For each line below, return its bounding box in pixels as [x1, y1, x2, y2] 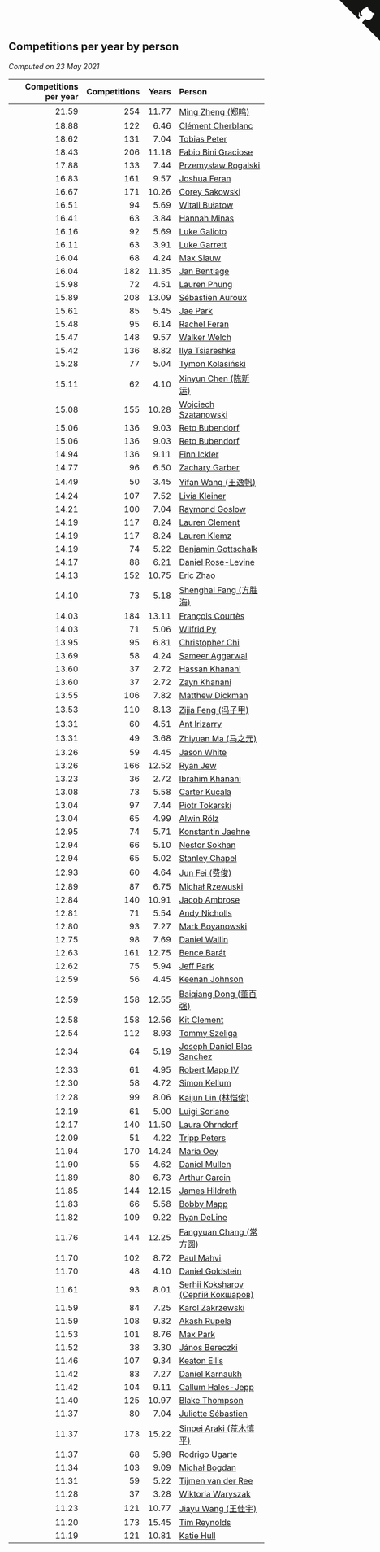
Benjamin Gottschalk [179, 543, 258, 554]
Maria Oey [179, 1145, 219, 1156]
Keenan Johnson [179, 973, 244, 985]
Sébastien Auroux [179, 291, 248, 303]
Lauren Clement [179, 517, 240, 528]
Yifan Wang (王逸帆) [179, 476, 256, 487]
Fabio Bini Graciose [179, 146, 253, 158]
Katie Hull [179, 1530, 216, 1541]
